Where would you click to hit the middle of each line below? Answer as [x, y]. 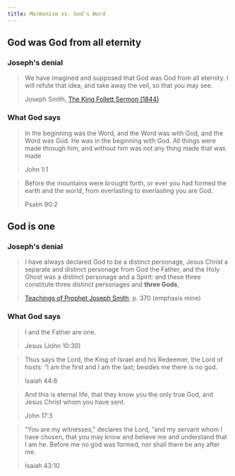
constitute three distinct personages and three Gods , [102, 284]
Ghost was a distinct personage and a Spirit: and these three [113, 277]
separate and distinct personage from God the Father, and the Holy [122, 269]
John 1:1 [36, 169]
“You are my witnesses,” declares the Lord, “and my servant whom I [123, 429]
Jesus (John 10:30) [53, 346]
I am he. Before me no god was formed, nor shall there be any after [122, 444]
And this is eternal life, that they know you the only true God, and [119, 394]
